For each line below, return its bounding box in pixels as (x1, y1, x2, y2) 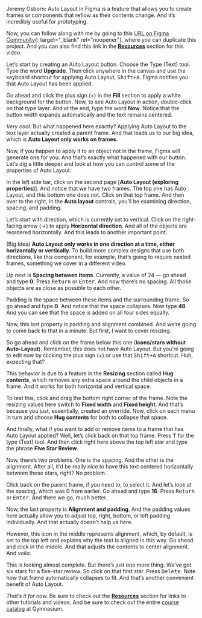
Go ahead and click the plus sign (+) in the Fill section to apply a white (6, 92, 181, 99)
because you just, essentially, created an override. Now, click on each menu (6, 407, 195, 414)
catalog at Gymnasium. (6, 605, 64, 612)
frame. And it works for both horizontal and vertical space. (6, 383, 152, 390)
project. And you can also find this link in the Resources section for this (6, 42, 184, 50)
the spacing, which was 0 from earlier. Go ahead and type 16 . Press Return (6, 487, 195, 495)
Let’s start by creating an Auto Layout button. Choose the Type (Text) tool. (6, 61, 191, 68)
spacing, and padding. (6, 204, 62, 211)
